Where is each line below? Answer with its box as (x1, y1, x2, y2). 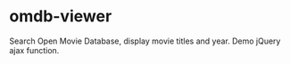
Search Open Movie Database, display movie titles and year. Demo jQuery (9, 36, 281, 46)
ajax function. (9, 44, 60, 55)
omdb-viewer (9, 6, 112, 27)
